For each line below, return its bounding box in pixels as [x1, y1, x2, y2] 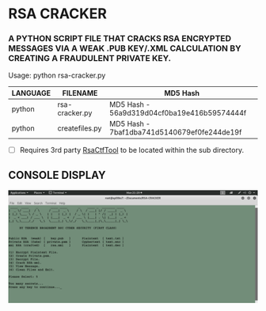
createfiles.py [57, 123, 102, 133]
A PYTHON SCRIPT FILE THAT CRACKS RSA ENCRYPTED [8, 33, 232, 44]
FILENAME [62, 88, 98, 97]
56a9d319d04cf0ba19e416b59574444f [109, 108, 247, 118]
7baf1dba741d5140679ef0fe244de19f [109, 127, 242, 137]
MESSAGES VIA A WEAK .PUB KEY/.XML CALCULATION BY [8, 43, 241, 54]
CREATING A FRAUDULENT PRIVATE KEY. [8, 53, 172, 64]
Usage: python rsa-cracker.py [8, 70, 106, 80]
